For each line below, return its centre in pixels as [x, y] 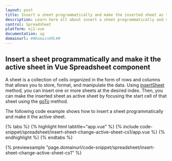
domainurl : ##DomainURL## [33, 39]
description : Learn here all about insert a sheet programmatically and [84, 19]
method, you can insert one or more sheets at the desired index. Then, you [84, 90]
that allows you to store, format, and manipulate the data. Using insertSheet [85, 85]
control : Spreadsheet [28, 24]
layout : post [19, 10]
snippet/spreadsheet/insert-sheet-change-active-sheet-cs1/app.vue [78, 132]
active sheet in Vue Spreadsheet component [78, 67]
